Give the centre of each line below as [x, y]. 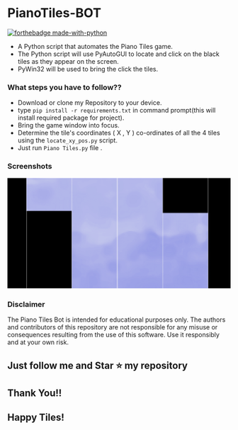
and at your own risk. [38, 342]
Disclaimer [26, 305]
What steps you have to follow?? [64, 87]
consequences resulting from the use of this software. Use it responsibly [113, 335]
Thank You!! [35, 394]
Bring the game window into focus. [68, 125]
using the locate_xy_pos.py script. [68, 140]
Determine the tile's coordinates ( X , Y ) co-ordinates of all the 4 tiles [119, 133]
